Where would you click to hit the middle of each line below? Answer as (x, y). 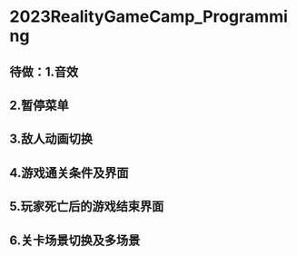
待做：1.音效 (44, 71)
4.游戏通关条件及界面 (69, 173)
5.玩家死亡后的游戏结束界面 (87, 207)
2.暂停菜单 (40, 105)
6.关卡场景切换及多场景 (75, 240)
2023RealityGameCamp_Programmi (149, 17)
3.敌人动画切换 (51, 139)
